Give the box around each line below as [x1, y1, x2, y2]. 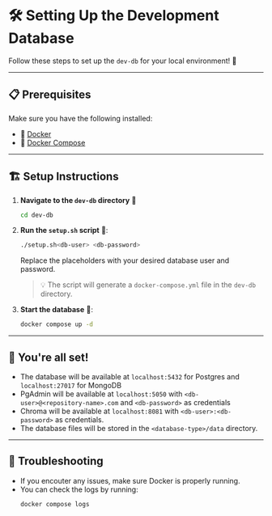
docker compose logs [19, 500, 90, 508]
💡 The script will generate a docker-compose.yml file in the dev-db [40, 280, 257, 290]
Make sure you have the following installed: [8, 113, 153, 123]
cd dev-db [19, 211, 54, 219]
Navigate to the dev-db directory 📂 [19, 195, 137, 205]
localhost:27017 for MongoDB [19, 381, 122, 390]
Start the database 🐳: [19, 305, 93, 315]
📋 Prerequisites [8, 88, 91, 102]
